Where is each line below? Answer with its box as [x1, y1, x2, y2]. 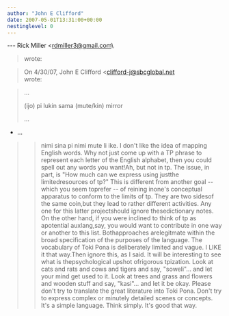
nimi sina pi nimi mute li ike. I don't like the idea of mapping [40, 142, 207, 150]
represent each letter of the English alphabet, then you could [40, 156, 212, 164]
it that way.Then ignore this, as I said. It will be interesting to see [40, 250, 221, 259]
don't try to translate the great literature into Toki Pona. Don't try [40, 287, 222, 295]
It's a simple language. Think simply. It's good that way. [40, 302, 198, 310]
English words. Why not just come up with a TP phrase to [40, 148, 202, 157]
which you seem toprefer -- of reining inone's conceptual [40, 185, 203, 194]
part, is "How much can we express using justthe [40, 170, 180, 179]
